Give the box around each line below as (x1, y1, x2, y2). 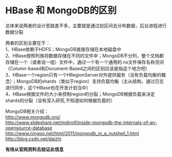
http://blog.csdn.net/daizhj (5, 136, 61, 142)
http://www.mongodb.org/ (5, 114, 60, 120)
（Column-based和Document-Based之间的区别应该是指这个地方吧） (5, 65, 150, 72)
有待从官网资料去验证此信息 (5, 146, 64, 152)
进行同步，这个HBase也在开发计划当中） (5, 84, 91, 91)
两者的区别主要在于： (5, 39, 50, 46)
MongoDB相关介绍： (5, 108, 49, 114)
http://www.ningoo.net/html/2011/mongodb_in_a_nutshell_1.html (5, 130, 139, 136)
